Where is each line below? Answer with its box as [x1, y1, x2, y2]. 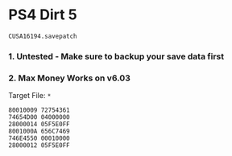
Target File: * [8, 91, 52, 101]
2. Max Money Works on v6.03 [8, 72, 131, 84]
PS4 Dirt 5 [8, 6, 78, 24]
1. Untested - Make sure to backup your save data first [8, 51, 224, 62]
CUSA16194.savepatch [8, 32, 78, 40]
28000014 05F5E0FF [8, 121, 70, 129]
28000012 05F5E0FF [8, 142, 70, 150]
